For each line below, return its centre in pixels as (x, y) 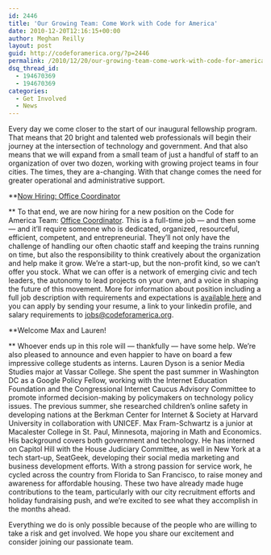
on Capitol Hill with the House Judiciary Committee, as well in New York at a (135, 449)
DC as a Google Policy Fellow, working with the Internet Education (118, 381)
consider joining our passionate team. (71, 542)
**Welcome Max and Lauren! (57, 330)
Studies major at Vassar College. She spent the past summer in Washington (134, 372)
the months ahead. (40, 509)
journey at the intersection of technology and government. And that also (128, 146)
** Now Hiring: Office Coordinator (65, 196)
